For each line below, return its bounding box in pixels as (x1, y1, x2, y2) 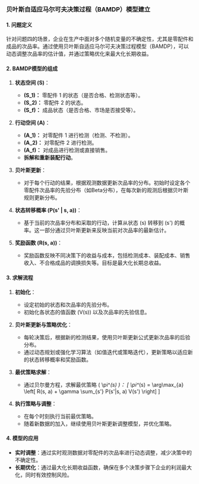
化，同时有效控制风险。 (14, 471, 72, 478)
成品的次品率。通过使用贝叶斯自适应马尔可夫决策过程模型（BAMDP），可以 (6, 43, 189, 50)
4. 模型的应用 (6, 435, 39, 442)
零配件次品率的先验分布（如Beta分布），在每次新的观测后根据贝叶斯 (23, 187, 189, 194)
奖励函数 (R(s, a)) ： (14, 239, 62, 247)
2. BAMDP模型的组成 (6, 65, 58, 72)
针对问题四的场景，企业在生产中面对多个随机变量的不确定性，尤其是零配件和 (6, 36, 194, 43)
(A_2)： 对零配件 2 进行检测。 (23, 139, 97, 147)
